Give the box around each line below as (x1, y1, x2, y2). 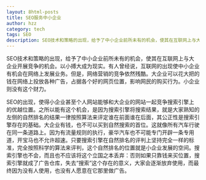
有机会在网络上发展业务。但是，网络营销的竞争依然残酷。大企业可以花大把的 (6, 70, 200, 77)
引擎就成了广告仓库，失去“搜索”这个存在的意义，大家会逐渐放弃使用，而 (11, 159, 194, 167)
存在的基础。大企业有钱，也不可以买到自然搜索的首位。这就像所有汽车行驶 (11, 121, 200, 128)
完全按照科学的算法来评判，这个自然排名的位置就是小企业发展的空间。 (17, 144, 194, 151)
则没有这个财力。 (6, 85, 50, 92)
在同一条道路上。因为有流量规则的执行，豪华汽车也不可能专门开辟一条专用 (6, 129, 194, 136)
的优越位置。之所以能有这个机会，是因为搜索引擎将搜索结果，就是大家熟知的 (6, 106, 200, 113)
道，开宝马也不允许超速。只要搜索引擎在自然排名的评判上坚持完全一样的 (6, 137, 189, 143)
